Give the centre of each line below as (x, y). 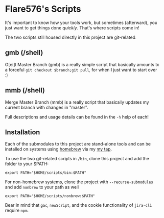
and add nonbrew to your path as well (42, 187)
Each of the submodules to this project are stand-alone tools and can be (78, 144)
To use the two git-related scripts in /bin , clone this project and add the (77, 159)
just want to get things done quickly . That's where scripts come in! (72, 27)
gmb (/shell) (24, 53)
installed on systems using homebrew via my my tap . (59, 149)
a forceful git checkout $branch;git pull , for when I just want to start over (81, 70)
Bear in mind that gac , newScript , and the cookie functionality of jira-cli (79, 205)
